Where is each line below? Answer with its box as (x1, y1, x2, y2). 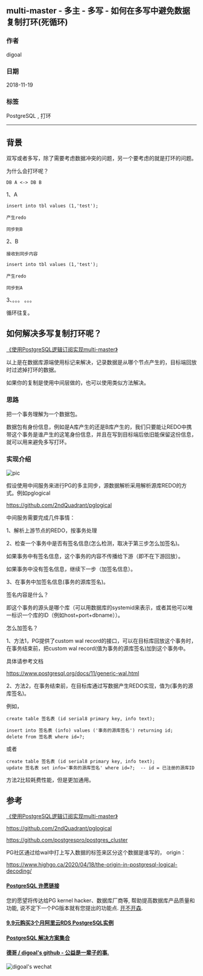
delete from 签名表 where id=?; (6, 734, 85, 740)
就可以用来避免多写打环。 (6, 438, 70, 446)
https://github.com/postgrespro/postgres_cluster (6, 836, 128, 844)
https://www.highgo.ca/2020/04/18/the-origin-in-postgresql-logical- (6, 861, 178, 868)
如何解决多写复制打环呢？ (6, 328, 101, 339)
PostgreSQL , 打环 (6, 112, 51, 120)
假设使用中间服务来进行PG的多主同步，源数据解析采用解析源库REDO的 (6, 481, 182, 489)
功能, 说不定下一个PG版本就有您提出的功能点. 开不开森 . (6, 904, 143, 911)
